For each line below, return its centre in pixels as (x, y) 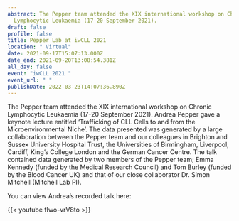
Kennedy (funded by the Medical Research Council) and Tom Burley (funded (119, 167)
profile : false (30, 34)
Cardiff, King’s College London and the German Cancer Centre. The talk (112, 152)
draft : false (27, 27)
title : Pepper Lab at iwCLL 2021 (57, 41)
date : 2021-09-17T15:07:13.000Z (55, 54)
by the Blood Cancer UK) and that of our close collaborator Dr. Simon (109, 175)
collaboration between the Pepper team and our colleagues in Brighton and (117, 137)
